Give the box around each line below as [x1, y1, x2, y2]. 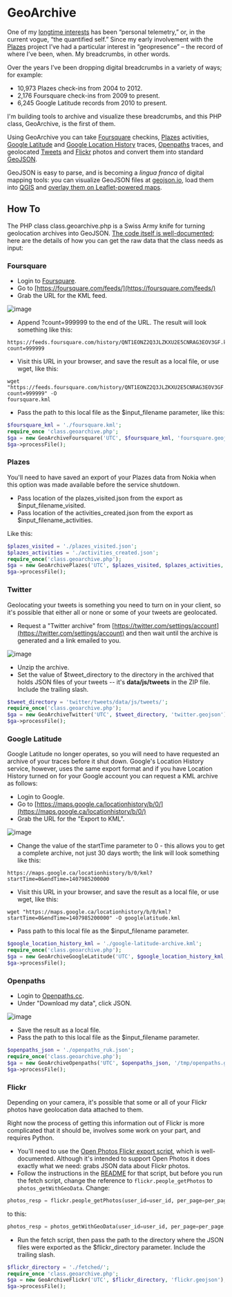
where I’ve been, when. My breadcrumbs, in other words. [7, 50, 171, 58]
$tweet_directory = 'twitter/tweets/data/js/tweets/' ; [7, 698, 168, 706]
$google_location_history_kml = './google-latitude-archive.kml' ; [7, 940, 202, 947]
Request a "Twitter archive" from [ [17, 621, 115, 629]
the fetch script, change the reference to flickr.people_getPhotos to [17, 1176, 213, 1185]
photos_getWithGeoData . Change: [17, 1183, 110, 1192]
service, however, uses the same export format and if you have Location [7, 764, 213, 773]
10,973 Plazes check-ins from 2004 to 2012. [17, 84, 143, 92]
